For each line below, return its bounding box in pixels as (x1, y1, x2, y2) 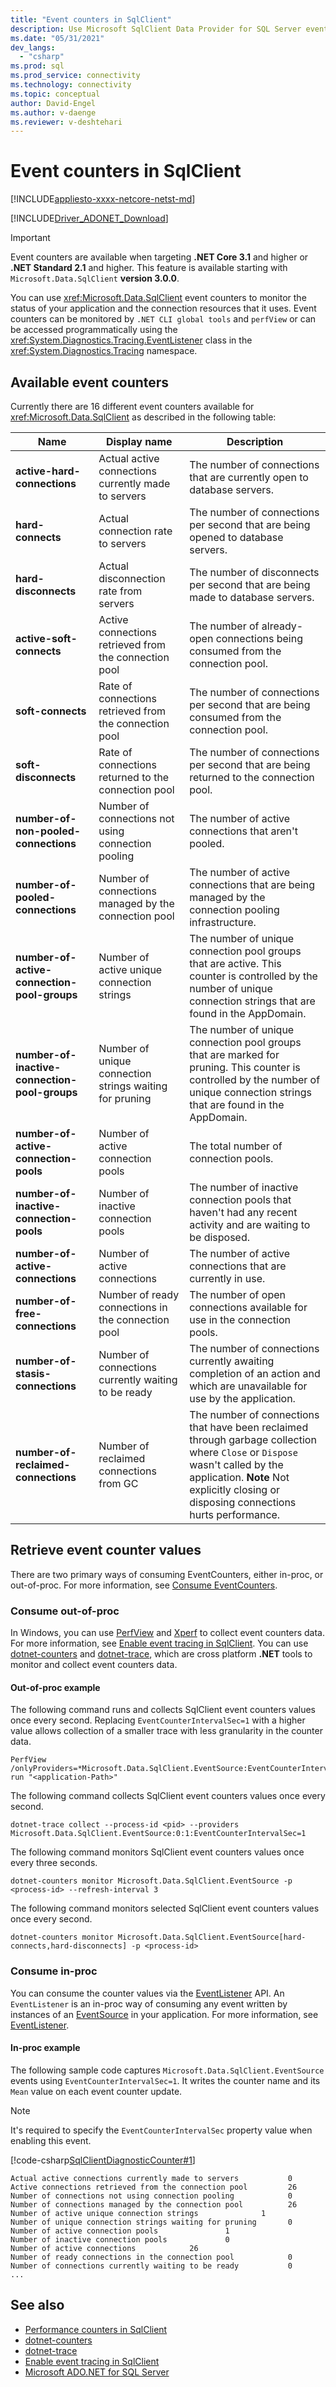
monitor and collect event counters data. (10, 1659, 178, 1671)
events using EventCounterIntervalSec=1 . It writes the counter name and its (10, 2074, 321, 2086)
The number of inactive (189, 1181, 299, 1194)
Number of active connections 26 (10, 2243, 199, 2253)
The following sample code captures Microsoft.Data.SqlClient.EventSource (10, 2064, 325, 2076)
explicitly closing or (189, 1483, 281, 1496)
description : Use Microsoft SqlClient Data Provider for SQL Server (10, 24, 302, 34)
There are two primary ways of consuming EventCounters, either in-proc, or (10, 1568, 324, 1580)
